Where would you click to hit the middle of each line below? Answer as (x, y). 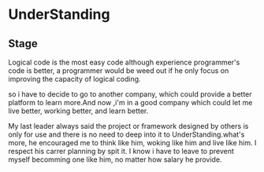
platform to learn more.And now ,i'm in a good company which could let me (130, 102)
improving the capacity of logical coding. (74, 79)
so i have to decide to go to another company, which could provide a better (130, 94)
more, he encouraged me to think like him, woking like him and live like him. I (132, 143)
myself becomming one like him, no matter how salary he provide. (115, 159)
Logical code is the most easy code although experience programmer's (124, 62)
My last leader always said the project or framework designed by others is (128, 126)
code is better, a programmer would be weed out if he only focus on (119, 71)
